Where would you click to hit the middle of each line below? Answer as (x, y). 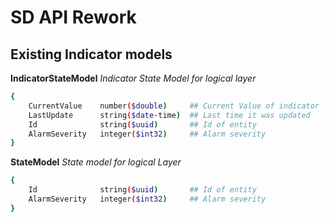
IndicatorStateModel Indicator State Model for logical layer (133, 78)
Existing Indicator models (91, 54)
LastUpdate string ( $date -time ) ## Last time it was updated (169, 115)
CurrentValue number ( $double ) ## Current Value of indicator (174, 106)
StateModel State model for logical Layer (96, 162)
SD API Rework (73, 17)
